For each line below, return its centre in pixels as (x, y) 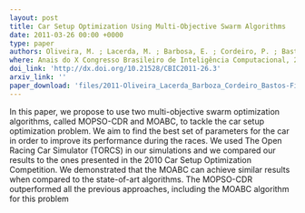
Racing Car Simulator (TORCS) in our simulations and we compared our (143, 150)
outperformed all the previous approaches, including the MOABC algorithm (149, 188)
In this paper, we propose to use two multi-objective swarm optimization (144, 111)
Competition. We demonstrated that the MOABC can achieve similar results (150, 169)
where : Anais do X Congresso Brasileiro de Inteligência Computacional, (150, 60)
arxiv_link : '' (38, 77)
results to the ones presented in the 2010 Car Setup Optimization (131, 159)
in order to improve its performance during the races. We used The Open (146, 140)
